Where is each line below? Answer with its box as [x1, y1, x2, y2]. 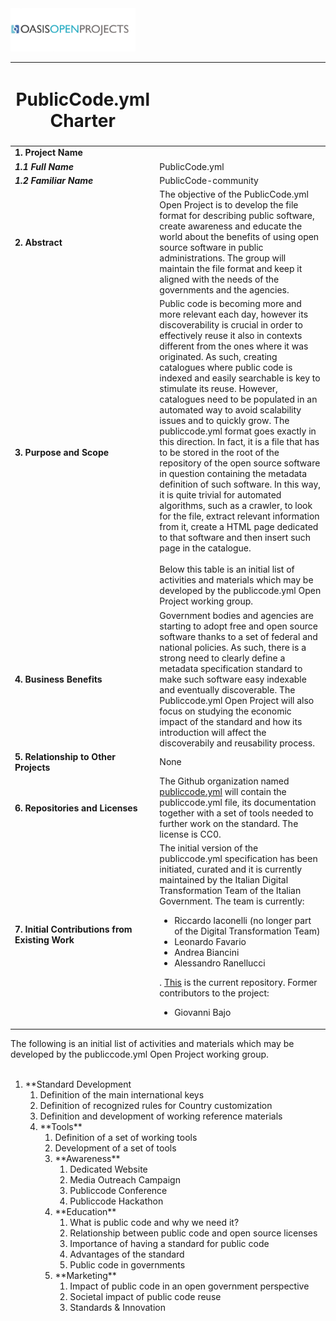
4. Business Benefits [14, 673, 103, 685]
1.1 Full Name [14, 160, 74, 172]
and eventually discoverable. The [159, 683, 296, 696]
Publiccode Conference [69, 1184, 168, 1196]
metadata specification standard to [159, 662, 303, 674]
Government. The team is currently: [159, 895, 305, 907]
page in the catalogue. [159, 542, 252, 554]
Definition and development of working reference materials [39, 1110, 283, 1122]
